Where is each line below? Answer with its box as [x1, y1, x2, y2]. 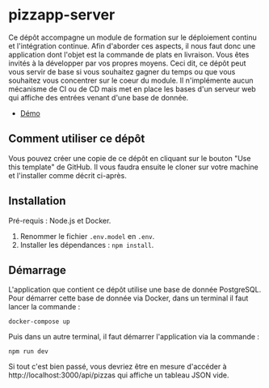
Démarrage [8, 263, 66, 277]
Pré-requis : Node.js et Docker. [8, 215, 111, 225]
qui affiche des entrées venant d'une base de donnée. [8, 92, 189, 102]
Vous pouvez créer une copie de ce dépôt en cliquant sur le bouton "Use [8, 153, 251, 163]
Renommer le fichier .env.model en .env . [19, 231, 155, 241]
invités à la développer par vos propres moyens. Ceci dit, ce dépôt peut [8, 58, 246, 68]
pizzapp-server [8, 6, 116, 24]
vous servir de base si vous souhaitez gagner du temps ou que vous [8, 66, 236, 76]
